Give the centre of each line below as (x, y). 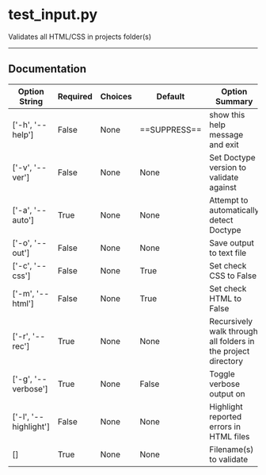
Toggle (222, 373)
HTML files (230, 436)
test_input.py (53, 15)
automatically (234, 210)
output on (227, 393)
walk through (234, 331)
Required (75, 96)
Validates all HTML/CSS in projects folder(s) (80, 37)
